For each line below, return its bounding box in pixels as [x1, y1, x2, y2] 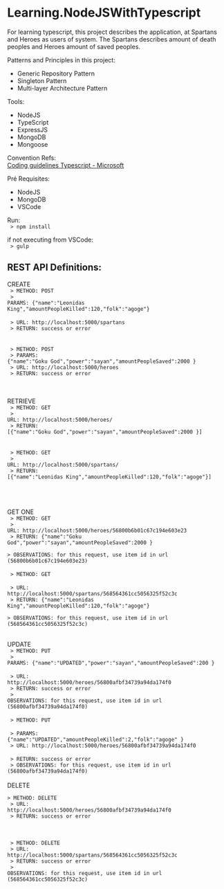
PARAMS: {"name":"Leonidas [7, 299, 85, 306]
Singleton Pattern [17, 76, 67, 84]
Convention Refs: [7, 154, 57, 162]
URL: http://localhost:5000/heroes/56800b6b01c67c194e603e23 [7, 527, 187, 534]
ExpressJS [17, 125, 48, 134]
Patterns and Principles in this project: [7, 55, 115, 64]
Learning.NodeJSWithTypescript [7, 5, 201, 21]
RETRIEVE [7, 397, 36, 405]
